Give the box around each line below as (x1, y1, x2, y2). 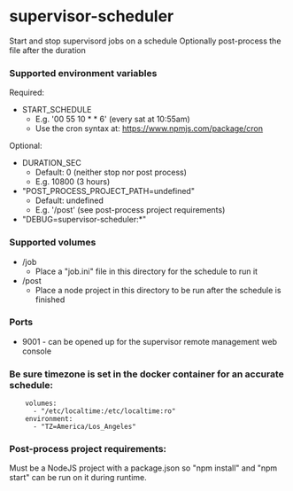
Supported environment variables (9, 66, 158, 79)
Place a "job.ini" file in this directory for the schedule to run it (35, 266, 258, 277)
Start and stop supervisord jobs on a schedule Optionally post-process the (9, 35, 281, 46)
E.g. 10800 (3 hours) (35, 176, 111, 187)
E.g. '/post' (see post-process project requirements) (35, 205, 226, 215)
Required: (9, 87, 45, 98)
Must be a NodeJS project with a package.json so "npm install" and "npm (9, 463, 278, 473)
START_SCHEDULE (21, 105, 92, 115)
